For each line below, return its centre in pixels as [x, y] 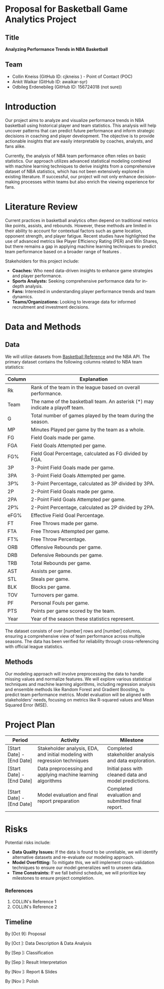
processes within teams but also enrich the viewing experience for [88, 182]
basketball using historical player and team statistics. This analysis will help [81, 125]
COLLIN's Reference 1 [34, 901]
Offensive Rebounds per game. [67, 547]
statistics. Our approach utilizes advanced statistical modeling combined [78, 161]
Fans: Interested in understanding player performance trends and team [83, 291]
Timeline [19, 922]
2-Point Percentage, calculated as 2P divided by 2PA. [93, 507]
